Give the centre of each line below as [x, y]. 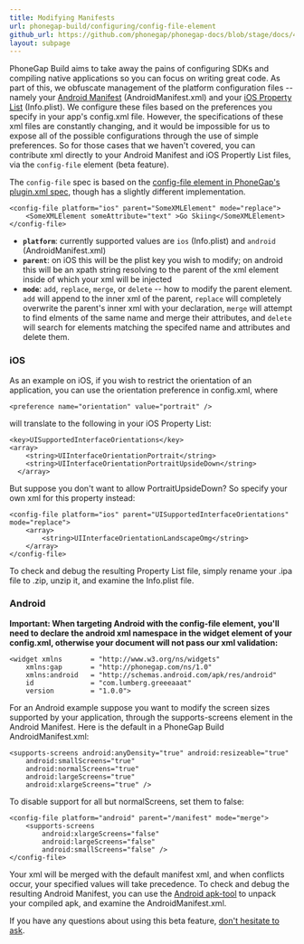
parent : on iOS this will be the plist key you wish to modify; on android [152, 260]
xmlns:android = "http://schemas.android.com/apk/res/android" [152, 675]
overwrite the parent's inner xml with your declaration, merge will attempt [157, 308]
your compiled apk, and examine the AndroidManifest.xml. [118, 903]
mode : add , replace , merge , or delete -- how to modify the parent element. [157, 289]
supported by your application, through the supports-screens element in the [151, 717]
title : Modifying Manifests [62, 18]
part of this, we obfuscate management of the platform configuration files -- [152, 88]
